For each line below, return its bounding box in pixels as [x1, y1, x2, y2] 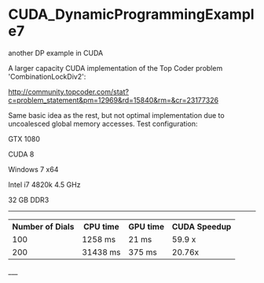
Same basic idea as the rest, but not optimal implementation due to [8, 110, 225, 119]
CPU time [83, 221, 119, 232]
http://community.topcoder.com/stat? [8, 86, 130, 96]
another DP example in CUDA [8, 48, 104, 57]
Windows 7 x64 [8, 164, 59, 174]
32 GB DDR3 [8, 195, 49, 204]
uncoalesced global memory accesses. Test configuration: [8, 119, 198, 128]
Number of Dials [12, 221, 75, 232]
